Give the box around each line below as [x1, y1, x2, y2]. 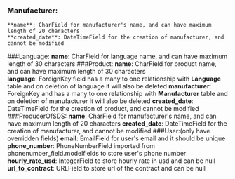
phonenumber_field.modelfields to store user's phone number [7, 150, 187, 158]
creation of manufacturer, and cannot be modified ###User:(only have [7, 127, 210, 135]
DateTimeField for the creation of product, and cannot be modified [7, 105, 199, 113]
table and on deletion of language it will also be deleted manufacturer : [7, 82, 212, 91]
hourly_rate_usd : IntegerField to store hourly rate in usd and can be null [7, 157, 216, 165]
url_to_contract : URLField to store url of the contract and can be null [7, 164, 206, 173]
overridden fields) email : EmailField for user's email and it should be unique [7, 134, 226, 142]
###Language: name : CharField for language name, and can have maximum [7, 52, 228, 61]
